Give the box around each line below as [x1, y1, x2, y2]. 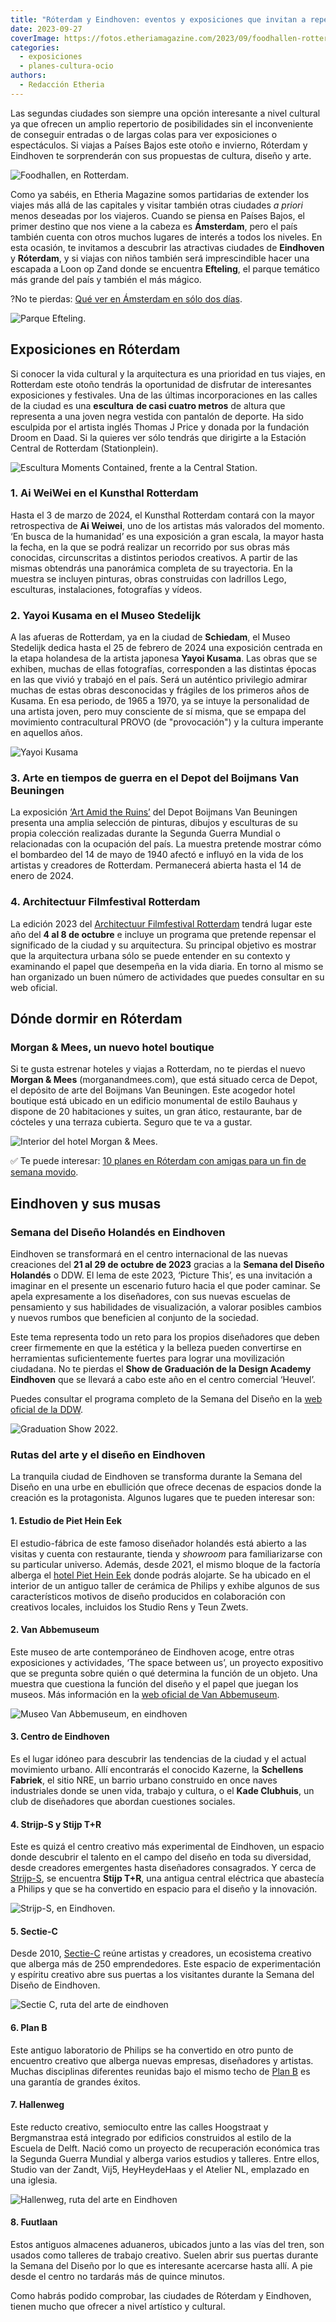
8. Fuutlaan [10, 2216, 58, 2228]
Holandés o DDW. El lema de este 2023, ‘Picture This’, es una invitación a [10, 1269, 313, 1281]
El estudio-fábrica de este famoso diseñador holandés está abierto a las [10, 1537, 307, 1549]
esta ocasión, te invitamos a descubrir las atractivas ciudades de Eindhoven [10, 241, 325, 253]
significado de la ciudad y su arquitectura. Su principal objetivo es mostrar [10, 939, 317, 951]
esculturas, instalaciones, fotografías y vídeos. [10, 583, 203, 595]
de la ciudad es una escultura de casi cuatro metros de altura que [10, 399, 286, 411]
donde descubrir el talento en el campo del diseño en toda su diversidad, [10, 1851, 312, 1863]
